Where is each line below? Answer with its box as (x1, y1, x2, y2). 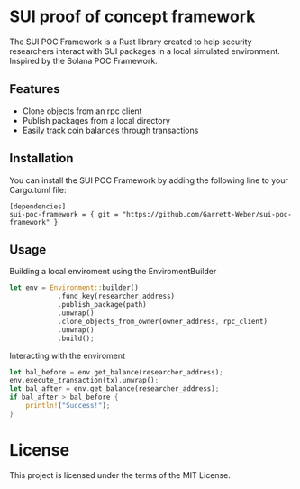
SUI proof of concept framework (9, 6, 256, 27)
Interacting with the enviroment (9, 350, 126, 361)
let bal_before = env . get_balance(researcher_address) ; (9, 367, 223, 376)
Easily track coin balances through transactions (22, 125, 199, 135)
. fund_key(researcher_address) (57, 291, 176, 301)
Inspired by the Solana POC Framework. (9, 55, 158, 66)
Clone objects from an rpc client (22, 106, 142, 116)
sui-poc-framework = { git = (9, 209, 119, 218)
